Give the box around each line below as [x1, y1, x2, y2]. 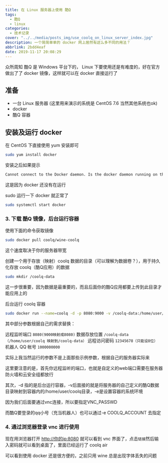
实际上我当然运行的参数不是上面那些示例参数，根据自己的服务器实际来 [5, 354, 150, 360]
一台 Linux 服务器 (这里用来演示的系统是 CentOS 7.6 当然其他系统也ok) [12, 100, 157, 106]
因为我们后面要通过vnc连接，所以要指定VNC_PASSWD [5, 399, 117, 405]
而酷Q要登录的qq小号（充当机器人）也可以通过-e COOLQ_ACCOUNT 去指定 [5, 409, 161, 415]
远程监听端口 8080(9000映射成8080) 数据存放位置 [5, 331, 103, 337]
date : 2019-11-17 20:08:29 [5, 49, 61, 54]
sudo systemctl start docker [5, 202, 66, 207]
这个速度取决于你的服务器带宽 [5, 247, 66, 253]
